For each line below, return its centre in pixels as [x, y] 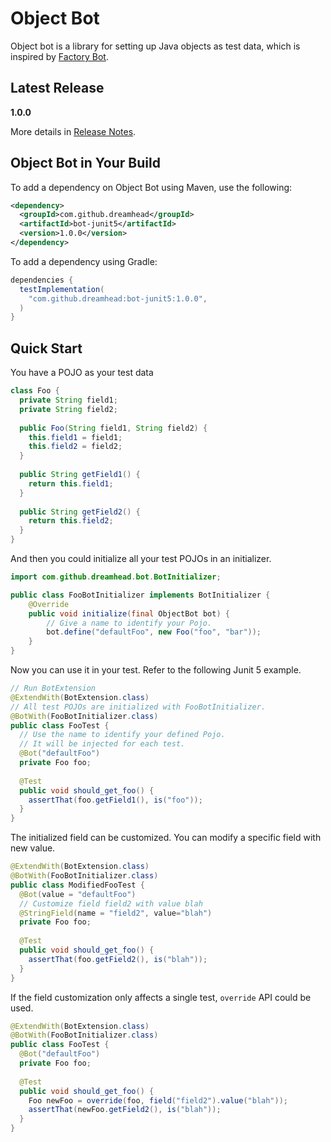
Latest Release [57, 88]
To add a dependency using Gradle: [84, 261]
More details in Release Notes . [73, 131]
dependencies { [42, 280]
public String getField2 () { [80, 512]
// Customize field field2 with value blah [111, 903]
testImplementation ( [62, 289]
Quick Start [46, 348]
